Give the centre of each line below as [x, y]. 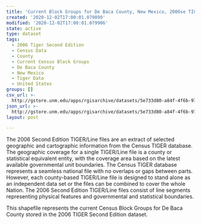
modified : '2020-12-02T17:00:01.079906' [57, 23]
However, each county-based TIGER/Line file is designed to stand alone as [98, 177]
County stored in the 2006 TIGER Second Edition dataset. [77, 214]
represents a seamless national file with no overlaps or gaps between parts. [100, 171]
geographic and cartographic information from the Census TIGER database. [100, 146]
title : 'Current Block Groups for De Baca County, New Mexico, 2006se [96, 12]
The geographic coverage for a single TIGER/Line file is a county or [89, 152]
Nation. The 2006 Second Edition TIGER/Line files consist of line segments [98, 190]
